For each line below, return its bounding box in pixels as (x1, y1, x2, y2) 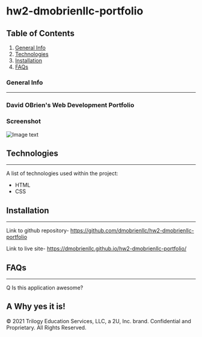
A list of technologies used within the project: (6, 170, 118, 177)
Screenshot (6, 117, 41, 126)
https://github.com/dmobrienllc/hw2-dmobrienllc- (70, 227, 194, 234)
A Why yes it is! (6, 301, 66, 312)
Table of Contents (6, 28, 75, 39)
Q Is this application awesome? (6, 284, 84, 291)
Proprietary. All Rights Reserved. (6, 324, 87, 331)
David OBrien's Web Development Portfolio (6, 101, 135, 110)
